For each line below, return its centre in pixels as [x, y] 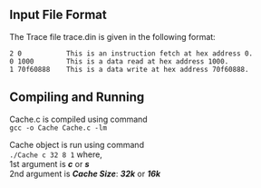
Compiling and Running [77, 98]
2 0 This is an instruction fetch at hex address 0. [131, 54]
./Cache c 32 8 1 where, [56, 154]
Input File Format [58, 15]
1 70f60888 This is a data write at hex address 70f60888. [129, 69]
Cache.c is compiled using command [78, 119]
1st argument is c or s [49, 163]
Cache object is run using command [77, 144]
